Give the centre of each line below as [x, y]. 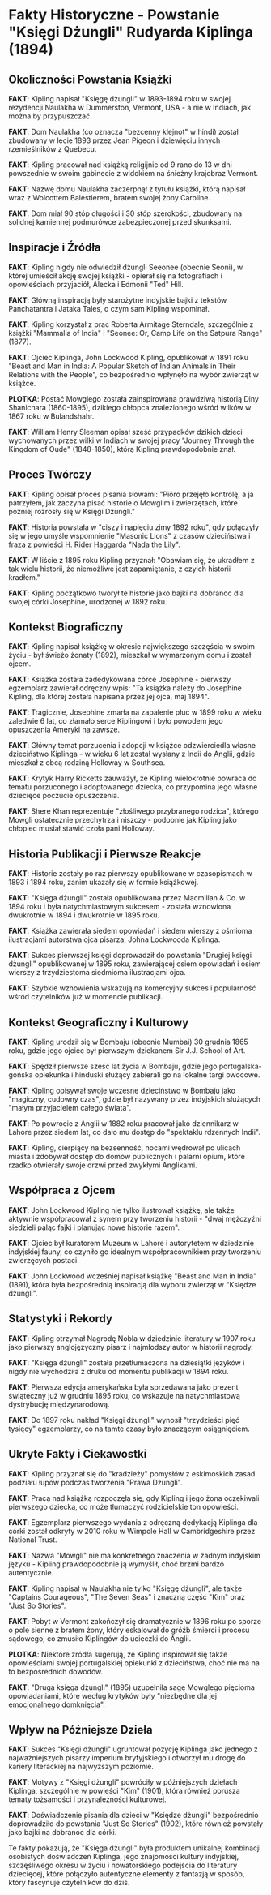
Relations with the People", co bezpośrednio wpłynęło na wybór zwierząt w [133, 374]
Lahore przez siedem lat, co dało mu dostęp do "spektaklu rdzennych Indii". [134, 1132]
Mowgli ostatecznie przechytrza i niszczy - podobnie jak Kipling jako [123, 820]
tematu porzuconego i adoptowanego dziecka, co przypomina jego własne [133, 787]
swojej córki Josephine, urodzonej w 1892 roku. [88, 601]
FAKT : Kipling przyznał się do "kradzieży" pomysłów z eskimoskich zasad [132, 1473]
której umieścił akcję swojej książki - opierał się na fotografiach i [115, 275]
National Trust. [33, 1540]
